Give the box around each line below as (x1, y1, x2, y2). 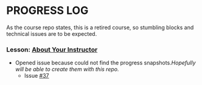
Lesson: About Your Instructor (6, 45, 98, 53)
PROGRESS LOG (6, 4, 89, 18)
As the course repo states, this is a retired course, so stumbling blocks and (6, 24, 194, 31)
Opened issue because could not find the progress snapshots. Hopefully (15, 59, 196, 67)
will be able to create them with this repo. (15, 66, 119, 73)
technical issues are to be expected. (6, 30, 97, 37)
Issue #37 (24, 72, 49, 80)
